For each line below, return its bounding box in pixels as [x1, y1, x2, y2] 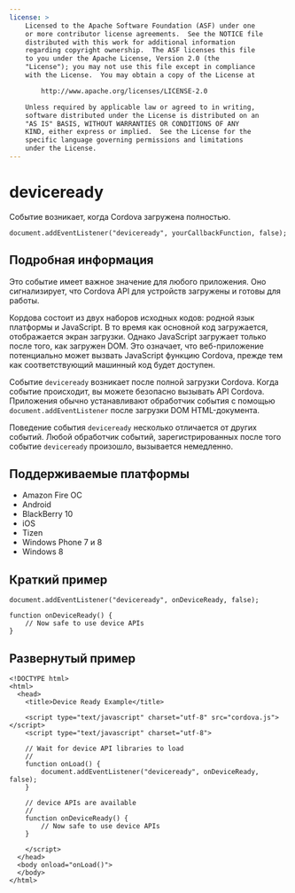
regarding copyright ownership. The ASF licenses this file [25, 46, 255, 55]
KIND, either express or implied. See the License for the [25, 128, 252, 137]
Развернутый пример [9, 651, 136, 666]
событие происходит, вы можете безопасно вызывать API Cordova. [9, 386, 265, 396]
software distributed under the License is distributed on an [25, 111, 260, 120]
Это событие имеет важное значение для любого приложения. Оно [9, 276, 267, 286]
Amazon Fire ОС [21, 490, 82, 501]
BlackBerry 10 [21, 509, 74, 520]
